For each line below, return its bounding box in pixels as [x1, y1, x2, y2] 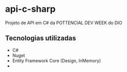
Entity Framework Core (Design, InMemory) [12, 58, 101, 64]
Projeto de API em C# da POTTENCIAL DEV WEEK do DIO [5, 20, 123, 26]
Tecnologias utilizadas [5, 34, 76, 42]
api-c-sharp [5, 3, 56, 15]
